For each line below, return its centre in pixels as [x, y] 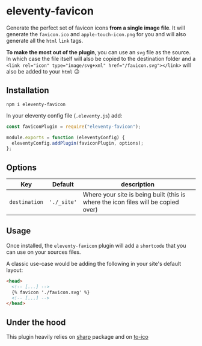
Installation [28, 91]
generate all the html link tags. [45, 40]
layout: [14, 270]
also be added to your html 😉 [43, 71]
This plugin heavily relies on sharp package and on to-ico [77, 337]
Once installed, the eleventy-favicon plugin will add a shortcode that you [96, 245]
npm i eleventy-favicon [36, 104]
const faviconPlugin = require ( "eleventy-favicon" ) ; [74, 127]
